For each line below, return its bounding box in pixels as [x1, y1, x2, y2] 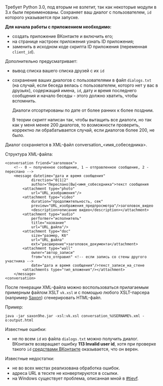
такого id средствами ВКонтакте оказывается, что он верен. [12, 346, 139, 352]
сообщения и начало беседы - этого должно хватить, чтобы [12, 93, 138, 98]
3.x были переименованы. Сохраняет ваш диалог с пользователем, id [5, 9, 152, 15]
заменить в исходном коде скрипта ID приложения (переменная [12, 44, 147, 49]
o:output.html [5, 318, 34, 323]
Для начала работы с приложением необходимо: [5, 24, 112, 30]
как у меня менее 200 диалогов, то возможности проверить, [12, 122, 140, 128]
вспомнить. [12, 98, 36, 104]
